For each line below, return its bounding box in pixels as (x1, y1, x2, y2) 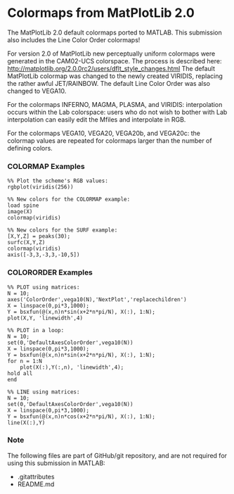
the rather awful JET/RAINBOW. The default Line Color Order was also (7, 79, 211, 87)
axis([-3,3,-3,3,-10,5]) (7, 251, 80, 258)
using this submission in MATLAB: (7, 459, 105, 467)
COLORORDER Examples (7, 267, 93, 277)
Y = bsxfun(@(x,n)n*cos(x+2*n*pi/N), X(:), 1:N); (7, 413, 156, 420)
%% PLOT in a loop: (7, 327, 65, 334)
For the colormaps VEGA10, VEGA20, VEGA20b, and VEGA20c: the (7, 129, 200, 137)
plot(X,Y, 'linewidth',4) (7, 315, 83, 322)
